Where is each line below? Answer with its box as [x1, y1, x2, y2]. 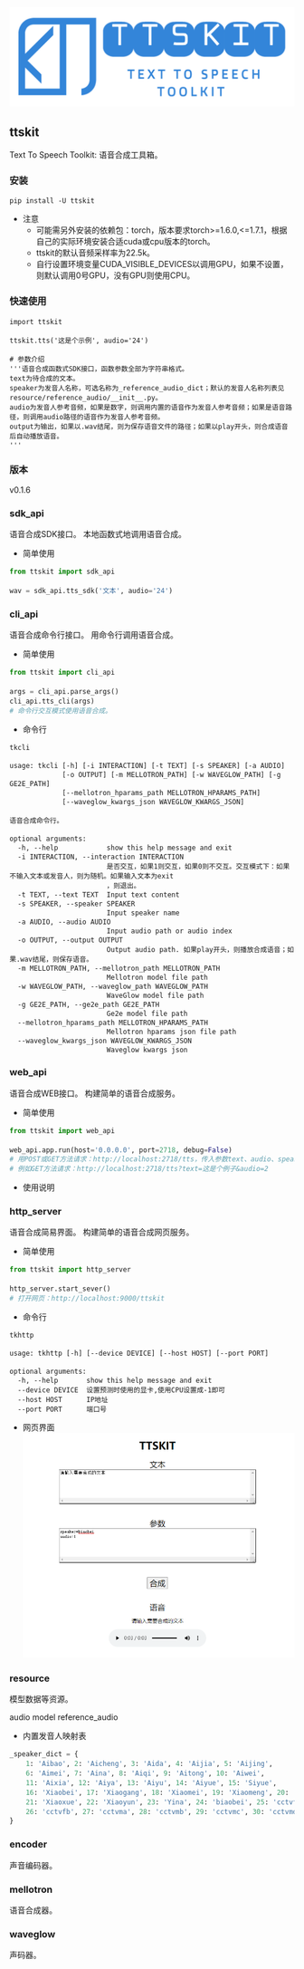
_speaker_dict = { [9, 1750, 79, 1759]
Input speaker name [106, 908, 180, 917]
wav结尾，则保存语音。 [20, 955, 93, 964]
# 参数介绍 [9, 354, 45, 364]
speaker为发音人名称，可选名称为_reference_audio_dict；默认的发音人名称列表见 [9, 383, 285, 392]
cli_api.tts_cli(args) [9, 696, 95, 706]
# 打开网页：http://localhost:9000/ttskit [9, 1294, 166, 1303]
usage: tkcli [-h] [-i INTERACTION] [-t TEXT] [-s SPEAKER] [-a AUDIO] [9, 761, 285, 770]
